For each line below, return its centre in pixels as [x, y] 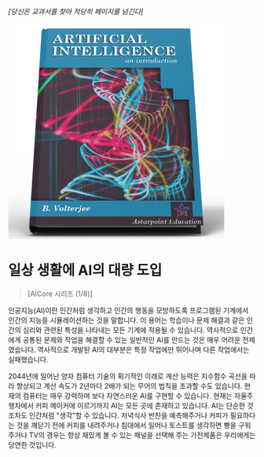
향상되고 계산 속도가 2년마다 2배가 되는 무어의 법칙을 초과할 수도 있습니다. [129, 386]
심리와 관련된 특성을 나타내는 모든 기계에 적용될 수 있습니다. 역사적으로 [130, 330]
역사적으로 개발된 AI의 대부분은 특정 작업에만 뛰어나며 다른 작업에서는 [143, 349]
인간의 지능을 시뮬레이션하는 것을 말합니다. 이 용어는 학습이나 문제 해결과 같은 [126, 320]
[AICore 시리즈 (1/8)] [60, 294]
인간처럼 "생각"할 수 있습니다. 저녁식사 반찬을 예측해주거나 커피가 [128, 415]
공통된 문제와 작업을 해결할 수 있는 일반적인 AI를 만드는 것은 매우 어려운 [132, 339]
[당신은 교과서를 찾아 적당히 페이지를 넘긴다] [76, 11]
